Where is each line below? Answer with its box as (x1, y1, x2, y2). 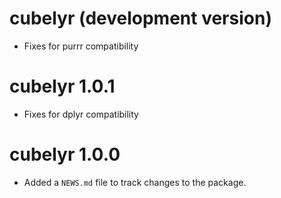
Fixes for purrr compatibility (23, 40, 139, 52)
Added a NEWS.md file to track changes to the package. (23, 176, 247, 188)
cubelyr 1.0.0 (9, 143, 121, 166)
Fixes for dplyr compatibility (23, 108, 139, 120)
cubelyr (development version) (9, 7, 272, 30)
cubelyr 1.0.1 (9, 75, 116, 98)
